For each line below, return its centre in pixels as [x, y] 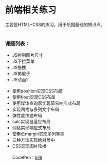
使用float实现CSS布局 [34, 97]
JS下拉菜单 [23, 61]
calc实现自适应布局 [31, 122]
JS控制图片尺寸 [27, 55]
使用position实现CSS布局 [37, 91]
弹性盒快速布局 [27, 116]
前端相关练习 [31, 10]
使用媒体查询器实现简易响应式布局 [46, 103]
